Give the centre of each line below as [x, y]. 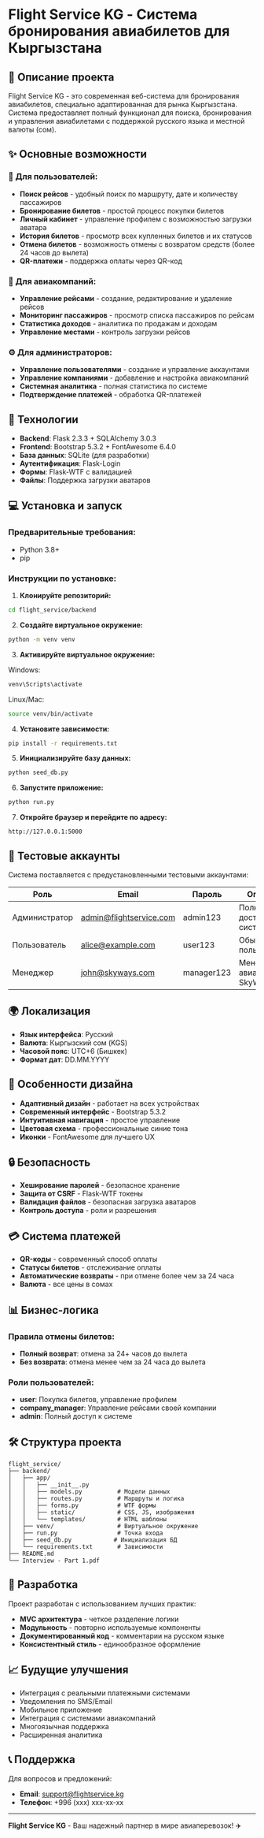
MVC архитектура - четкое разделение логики [99, 1619]
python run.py [31, 802]
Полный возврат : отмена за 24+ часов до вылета [103, 1353]
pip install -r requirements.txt [63, 743]
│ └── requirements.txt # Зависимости [86, 1547]
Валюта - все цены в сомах [66, 1284]
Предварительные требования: [72, 532]
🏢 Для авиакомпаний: [52, 281]
